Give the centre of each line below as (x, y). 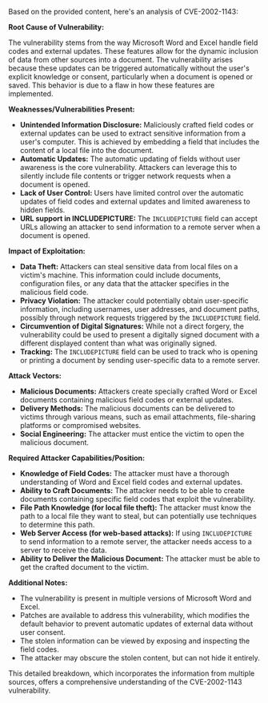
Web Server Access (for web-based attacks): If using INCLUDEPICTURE (136, 533)
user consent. (42, 632)
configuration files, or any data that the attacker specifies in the (124, 283)
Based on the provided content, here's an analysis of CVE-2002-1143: (123, 12)
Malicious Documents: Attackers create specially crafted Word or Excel (138, 391)
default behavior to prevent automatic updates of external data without (136, 624)
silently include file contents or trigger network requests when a (125, 176)
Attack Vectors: (35, 376)
